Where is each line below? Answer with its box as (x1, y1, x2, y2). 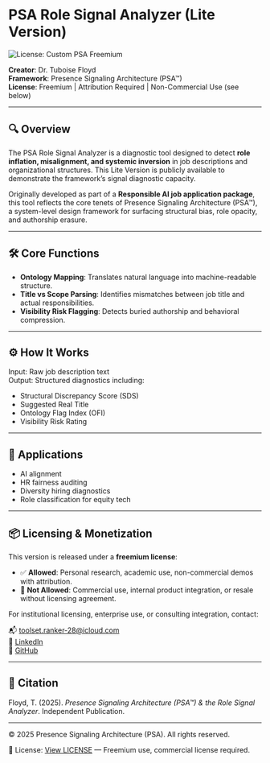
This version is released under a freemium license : (8, 552, 178, 561)
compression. (19, 315, 66, 324)
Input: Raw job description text (8, 367, 110, 377)
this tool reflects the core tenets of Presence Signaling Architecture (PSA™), (8, 197, 258, 207)
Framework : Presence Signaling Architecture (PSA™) (8, 73, 182, 83)
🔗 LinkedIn (8, 637, 43, 646)
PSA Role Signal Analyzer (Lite (8, 6, 215, 24)
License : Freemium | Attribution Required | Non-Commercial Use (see (8, 82, 239, 92)
